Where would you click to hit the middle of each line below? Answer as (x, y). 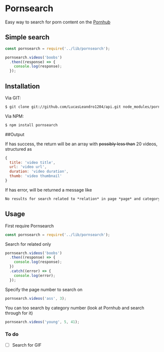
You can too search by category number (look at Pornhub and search (75, 308)
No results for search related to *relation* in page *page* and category (83, 199)
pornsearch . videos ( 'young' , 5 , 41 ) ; (42, 322)
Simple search (27, 37)
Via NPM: (15, 116)
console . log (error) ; (35, 275)
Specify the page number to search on (44, 289)
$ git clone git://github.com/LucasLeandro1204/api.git (63, 107)
